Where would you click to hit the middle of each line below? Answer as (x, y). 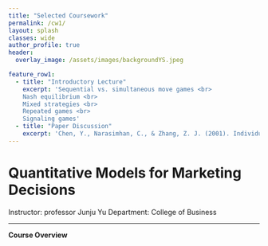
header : (21, 53)
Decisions (42, 190)
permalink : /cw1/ (37, 23)
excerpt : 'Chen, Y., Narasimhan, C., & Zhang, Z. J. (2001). (126, 134)
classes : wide (32, 38)
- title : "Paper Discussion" (64, 127)
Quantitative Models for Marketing (125, 173)
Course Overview (38, 235)
